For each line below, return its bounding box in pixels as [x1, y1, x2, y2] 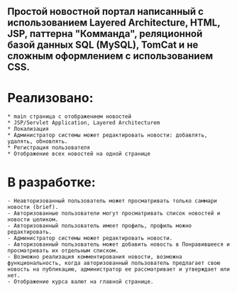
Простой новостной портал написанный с [7, 6, 204, 18]
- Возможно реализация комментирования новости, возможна [7, 254, 182, 261]
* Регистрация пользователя [7, 144, 91, 151]
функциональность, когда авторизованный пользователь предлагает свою [7, 259, 221, 267]
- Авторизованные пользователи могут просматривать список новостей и [7, 210, 221, 217]
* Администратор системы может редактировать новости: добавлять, [7, 131, 208, 139]
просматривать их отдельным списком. [7, 247, 119, 254]
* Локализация [7, 126, 50, 133]
